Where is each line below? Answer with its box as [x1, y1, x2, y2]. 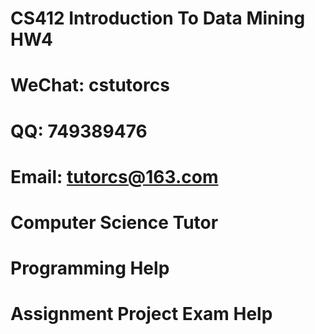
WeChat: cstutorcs [10, 74, 170, 97]
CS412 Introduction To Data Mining [10, 7, 306, 30]
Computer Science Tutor [10, 211, 219, 234]
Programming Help [10, 257, 170, 280]
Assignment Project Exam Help [10, 303, 273, 326]
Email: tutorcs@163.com [10, 165, 219, 188]
